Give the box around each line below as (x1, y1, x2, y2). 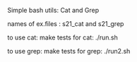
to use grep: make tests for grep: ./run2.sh (7, 47, 131, 55)
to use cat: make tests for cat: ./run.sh (7, 33, 118, 42)
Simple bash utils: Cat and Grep (7, 6, 100, 14)
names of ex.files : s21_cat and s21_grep (7, 20, 124, 27)
